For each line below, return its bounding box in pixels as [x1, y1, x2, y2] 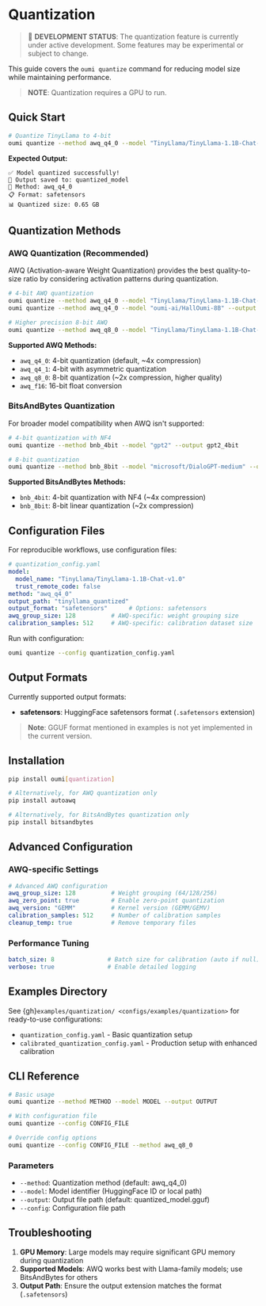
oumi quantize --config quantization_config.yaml [8, 649, 176, 657]
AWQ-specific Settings [8, 864, 99, 875]
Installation [8, 754, 65, 768]
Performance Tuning [8, 937, 89, 949]
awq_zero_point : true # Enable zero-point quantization [8, 897, 225, 905]
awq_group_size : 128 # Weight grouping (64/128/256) [8, 889, 218, 897]
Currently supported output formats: [8, 692, 127, 701]
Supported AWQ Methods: [8, 340, 97, 349]
